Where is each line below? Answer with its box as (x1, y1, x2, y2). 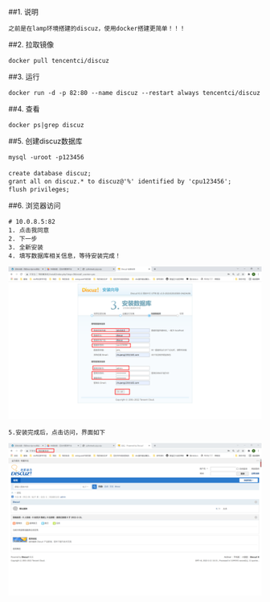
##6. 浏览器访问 (8, 200, 61, 210)
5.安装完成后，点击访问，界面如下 (8, 429, 106, 437)
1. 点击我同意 (8, 226, 50, 234)
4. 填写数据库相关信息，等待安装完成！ (8, 252, 121, 260)
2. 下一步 (8, 235, 38, 243)
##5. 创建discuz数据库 (8, 136, 83, 146)
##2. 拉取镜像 (8, 39, 55, 49)
